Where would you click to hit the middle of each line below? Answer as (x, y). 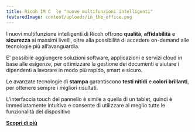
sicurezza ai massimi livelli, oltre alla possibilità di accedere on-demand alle (97, 40)
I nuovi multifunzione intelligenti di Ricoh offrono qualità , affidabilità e (91, 33)
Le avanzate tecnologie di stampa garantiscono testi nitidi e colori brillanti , (97, 81)
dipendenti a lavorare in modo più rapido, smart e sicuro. (74, 70)
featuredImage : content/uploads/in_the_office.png (69, 17)
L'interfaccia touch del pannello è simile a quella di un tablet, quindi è (89, 99)
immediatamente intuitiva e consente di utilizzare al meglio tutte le (86, 105)
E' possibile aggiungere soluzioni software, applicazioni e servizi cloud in (94, 57)
